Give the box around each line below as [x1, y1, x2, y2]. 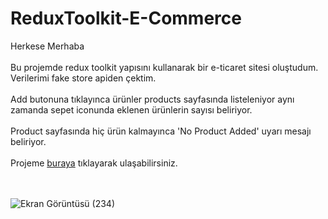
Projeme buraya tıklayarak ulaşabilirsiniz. [10, 157, 178, 169]
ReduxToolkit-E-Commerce [10, 7, 242, 30]
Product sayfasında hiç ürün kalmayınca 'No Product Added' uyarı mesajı [10, 125, 312, 137]
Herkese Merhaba [10, 40, 85, 52]
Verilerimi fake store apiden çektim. [10, 72, 157, 84]
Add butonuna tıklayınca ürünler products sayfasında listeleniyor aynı [10, 93, 295, 105]
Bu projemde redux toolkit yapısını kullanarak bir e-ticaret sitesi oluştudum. [10, 61, 319, 73]
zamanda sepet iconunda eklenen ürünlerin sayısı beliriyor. [10, 103, 253, 116]
